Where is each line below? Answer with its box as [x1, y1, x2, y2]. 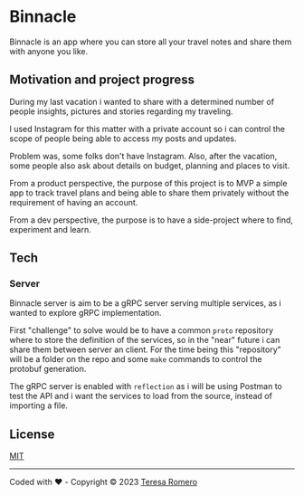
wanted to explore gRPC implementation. [9, 308, 162, 319]
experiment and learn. [9, 224, 92, 234]
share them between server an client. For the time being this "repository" [9, 344, 282, 355]
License [9, 426, 55, 442]
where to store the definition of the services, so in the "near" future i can [9, 335, 280, 346]
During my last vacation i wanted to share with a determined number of [9, 96, 274, 107]
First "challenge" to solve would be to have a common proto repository [9, 325, 274, 336]
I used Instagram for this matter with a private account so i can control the [9, 123, 285, 134]
